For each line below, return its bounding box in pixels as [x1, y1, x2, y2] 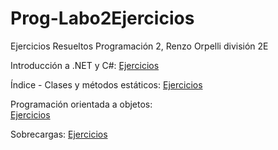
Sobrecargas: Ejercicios [10, 128, 108, 140]
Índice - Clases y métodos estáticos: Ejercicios [10, 78, 203, 91]
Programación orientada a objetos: [10, 98, 153, 110]
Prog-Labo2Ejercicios [10, 7, 195, 30]
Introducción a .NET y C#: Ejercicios [10, 59, 160, 71]
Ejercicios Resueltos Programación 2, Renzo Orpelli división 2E [10, 40, 269, 52]
